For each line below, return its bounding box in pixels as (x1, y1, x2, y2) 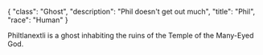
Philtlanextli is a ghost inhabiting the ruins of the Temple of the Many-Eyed (7, 31, 254, 40)
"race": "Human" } (7, 15, 69, 25)
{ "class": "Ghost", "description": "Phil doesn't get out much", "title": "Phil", (7, 7, 256, 16)
